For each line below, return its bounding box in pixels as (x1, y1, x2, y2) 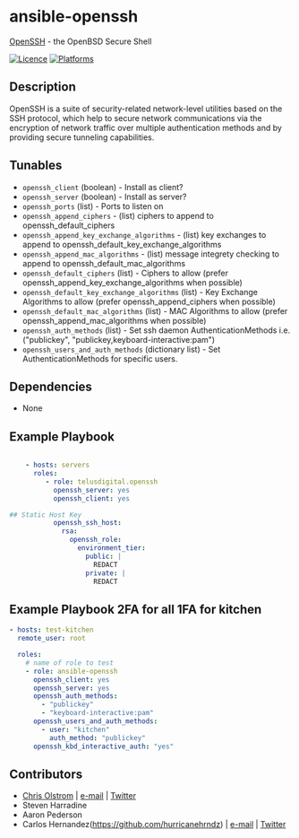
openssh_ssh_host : (53, 519, 123, 528)
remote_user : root (17, 634, 87, 643)
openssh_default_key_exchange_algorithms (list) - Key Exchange (21, 286, 258, 297)
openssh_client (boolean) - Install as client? (21, 181, 184, 192)
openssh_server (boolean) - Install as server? (21, 191, 187, 202)
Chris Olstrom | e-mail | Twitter (21, 790, 137, 801)
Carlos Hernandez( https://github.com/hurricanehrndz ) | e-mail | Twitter (21, 819, 286, 830)
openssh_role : (69, 536, 123, 545)
